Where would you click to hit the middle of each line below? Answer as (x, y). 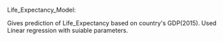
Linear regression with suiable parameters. (68, 30)
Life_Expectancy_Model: (42, 10)
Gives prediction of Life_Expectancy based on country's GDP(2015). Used (112, 23)
